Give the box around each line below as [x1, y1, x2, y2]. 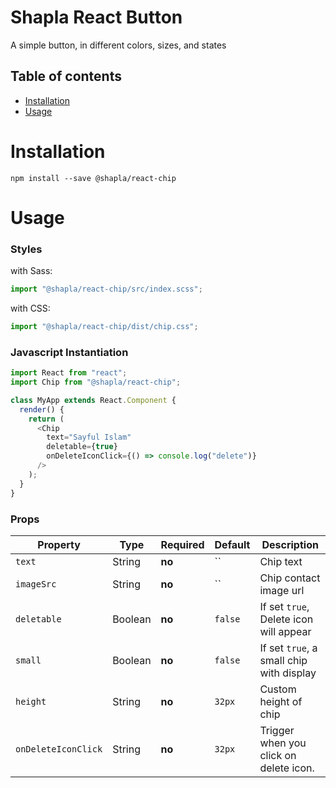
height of [259, 694, 303, 708]
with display [259, 666, 317, 680]
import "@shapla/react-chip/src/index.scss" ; [10, 284, 203, 295]
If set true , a [259, 641, 318, 655]
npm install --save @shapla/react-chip [10, 173, 177, 183]
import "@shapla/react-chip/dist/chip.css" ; [10, 322, 199, 332]
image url [259, 583, 305, 597]
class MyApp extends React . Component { [10, 395, 177, 405]
